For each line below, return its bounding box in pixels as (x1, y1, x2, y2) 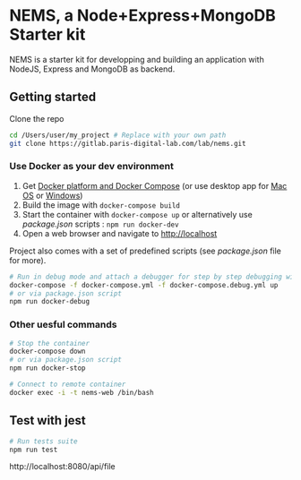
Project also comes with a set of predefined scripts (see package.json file (9, 245, 282, 256)
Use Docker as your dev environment (9, 160, 175, 173)
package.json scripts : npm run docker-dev (21, 219, 179, 229)
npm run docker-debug (9, 297, 90, 306)
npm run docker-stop (9, 364, 87, 373)
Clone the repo (9, 113, 64, 124)
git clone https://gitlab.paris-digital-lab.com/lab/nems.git (9, 139, 246, 148)
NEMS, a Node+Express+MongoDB (9, 5, 276, 26)
